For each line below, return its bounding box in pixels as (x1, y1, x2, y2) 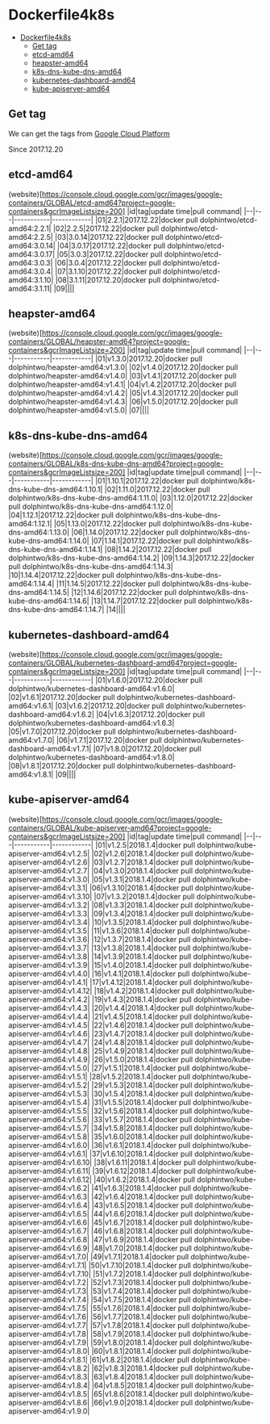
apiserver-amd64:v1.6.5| (8, 1208, 90, 1218)
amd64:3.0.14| (8, 241, 56, 250)
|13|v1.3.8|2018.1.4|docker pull (91, 943, 191, 953)
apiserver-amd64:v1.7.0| (8, 1251, 89, 1261)
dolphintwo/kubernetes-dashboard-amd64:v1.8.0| (8, 752, 175, 762)
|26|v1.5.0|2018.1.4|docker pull (91, 1054, 193, 1064)
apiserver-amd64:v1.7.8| (8, 1329, 89, 1338)
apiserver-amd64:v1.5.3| (8, 1088, 90, 1099)
